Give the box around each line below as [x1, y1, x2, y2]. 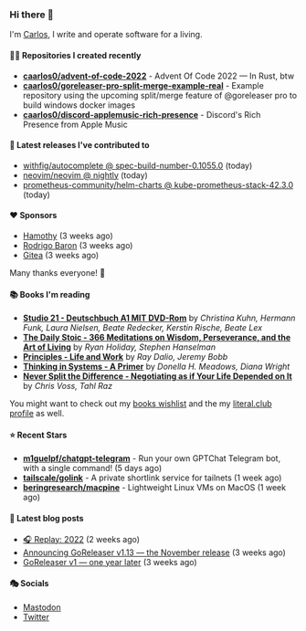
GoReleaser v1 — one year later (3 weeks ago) [22, 556, 198, 567]
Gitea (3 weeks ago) [22, 249, 100, 260]
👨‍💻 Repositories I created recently [9, 49, 142, 60]
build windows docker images [22, 100, 135, 110]
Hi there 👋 [9, 8, 55, 21]
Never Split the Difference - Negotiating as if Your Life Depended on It [22, 371, 292, 382]
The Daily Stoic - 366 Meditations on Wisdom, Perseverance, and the [22, 332, 291, 343]
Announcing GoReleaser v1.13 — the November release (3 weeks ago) [22, 547, 286, 558]
